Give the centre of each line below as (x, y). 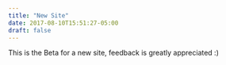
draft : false (30, 30)
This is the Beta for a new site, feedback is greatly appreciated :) (114, 53)
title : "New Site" (38, 15)
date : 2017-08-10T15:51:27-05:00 (63, 23)
